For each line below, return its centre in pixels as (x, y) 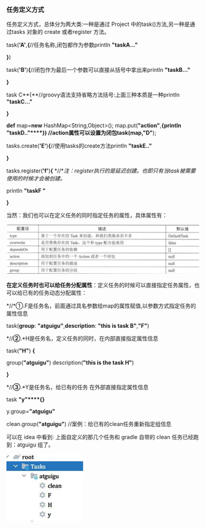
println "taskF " (26, 191)
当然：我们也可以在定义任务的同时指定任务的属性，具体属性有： (87, 215)
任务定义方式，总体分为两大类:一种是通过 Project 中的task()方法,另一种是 (98, 24)
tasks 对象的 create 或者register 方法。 (60, 32)
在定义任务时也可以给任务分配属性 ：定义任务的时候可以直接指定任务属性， (100, 285)
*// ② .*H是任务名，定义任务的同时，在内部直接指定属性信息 (82, 338)
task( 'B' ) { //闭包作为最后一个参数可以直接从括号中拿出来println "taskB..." (98, 70)
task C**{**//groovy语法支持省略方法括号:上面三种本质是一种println (93, 95)
